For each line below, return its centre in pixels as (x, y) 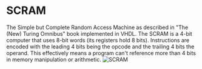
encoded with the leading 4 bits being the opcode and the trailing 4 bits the (100, 47)
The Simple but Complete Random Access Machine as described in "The (97, 27)
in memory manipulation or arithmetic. (54, 59)
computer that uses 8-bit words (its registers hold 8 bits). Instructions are (98, 40)
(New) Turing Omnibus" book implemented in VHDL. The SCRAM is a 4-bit (99, 33)
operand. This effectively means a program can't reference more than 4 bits (101, 53)
